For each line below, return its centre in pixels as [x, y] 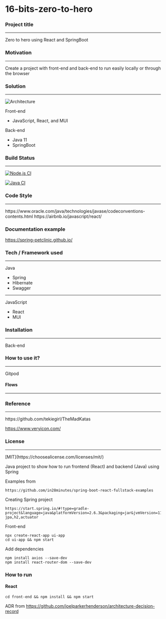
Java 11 [20, 140]
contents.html [19, 216]
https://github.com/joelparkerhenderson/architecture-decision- [90, 606]
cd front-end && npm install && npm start [49, 597]
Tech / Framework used [34, 252]
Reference [18, 404]
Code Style [19, 196]
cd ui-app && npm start [30, 539]
